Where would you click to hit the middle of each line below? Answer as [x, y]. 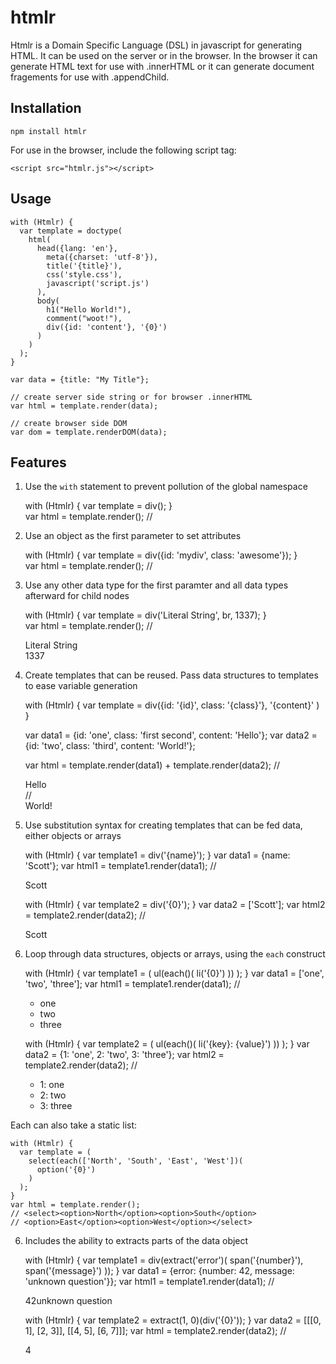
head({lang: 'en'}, [77, 248]
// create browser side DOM [69, 423]
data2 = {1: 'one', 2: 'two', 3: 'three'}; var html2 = [124, 1055]
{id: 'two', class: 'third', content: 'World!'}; [110, 746]
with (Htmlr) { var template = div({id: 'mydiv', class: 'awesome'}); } [161, 555]
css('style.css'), [84, 274]
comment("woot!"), [84, 318]
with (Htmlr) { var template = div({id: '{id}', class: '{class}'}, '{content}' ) [172, 705]
